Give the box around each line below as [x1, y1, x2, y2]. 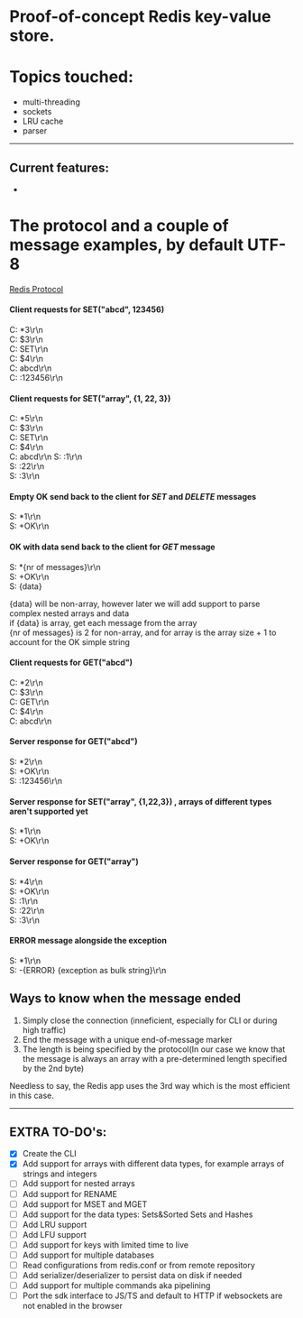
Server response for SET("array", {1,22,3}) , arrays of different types [9, 796, 272, 806]
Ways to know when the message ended [9, 991, 242, 1007]
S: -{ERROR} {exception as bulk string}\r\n [9, 964, 167, 975]
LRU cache [22, 115, 64, 127]
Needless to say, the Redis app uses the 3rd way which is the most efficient [9, 1080, 290, 1091]
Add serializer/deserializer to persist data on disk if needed [22, 1270, 243, 1281]
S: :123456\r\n [9, 776, 63, 787]
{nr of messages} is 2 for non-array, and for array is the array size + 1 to [9, 627, 277, 638]
